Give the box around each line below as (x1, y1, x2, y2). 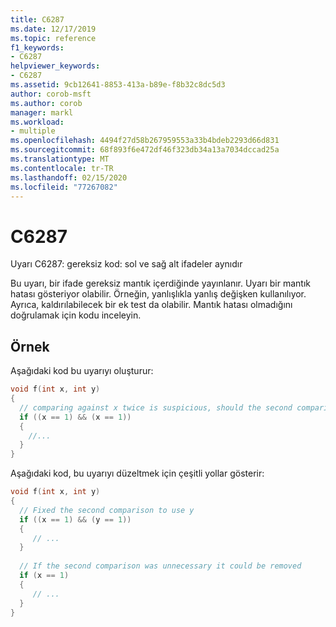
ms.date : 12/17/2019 (10, 24, 97, 34)
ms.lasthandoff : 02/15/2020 (10, 172, 128, 183)
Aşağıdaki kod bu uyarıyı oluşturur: (10, 365, 154, 377)
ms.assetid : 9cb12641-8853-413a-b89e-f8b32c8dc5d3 (10, 80, 226, 90)
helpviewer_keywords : (10, 61, 101, 71)
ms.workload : (10, 117, 65, 127)
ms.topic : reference (10, 33, 97, 43)
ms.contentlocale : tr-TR (10, 163, 114, 173)
